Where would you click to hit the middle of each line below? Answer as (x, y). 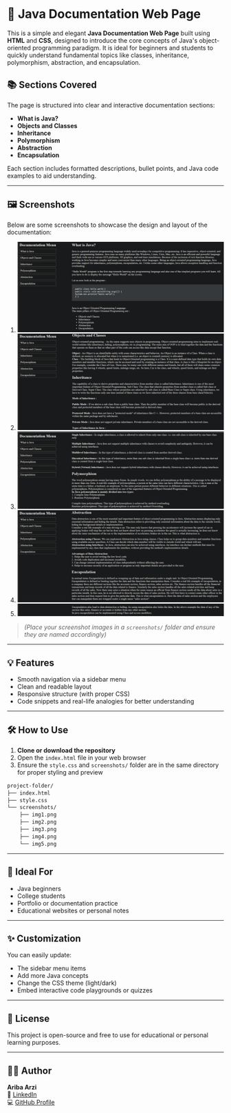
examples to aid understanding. (52, 176)
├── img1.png (38, 815)
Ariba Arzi (22, 1087)
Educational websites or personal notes (73, 910)
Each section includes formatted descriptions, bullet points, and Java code (113, 168)
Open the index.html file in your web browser (81, 757)
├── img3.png (38, 830)
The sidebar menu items (52, 968)
